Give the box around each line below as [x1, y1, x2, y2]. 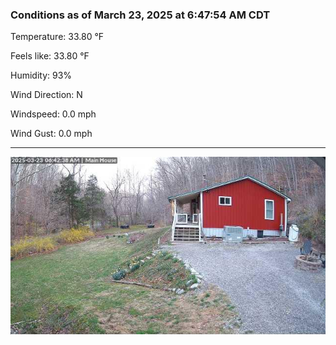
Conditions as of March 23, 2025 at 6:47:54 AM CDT [10, 8, 271, 22]
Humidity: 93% [10, 69, 73, 82]
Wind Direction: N [10, 89, 83, 101]
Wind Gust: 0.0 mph [10, 128, 93, 140]
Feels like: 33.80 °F [10, 50, 90, 62]
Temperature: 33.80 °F [10, 31, 105, 43]
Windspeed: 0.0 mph [10, 108, 97, 120]
